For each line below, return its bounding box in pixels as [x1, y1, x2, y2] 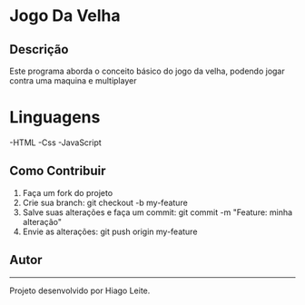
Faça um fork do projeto [22, 187, 113, 198]
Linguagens [9, 107, 101, 128]
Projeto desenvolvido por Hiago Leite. [9, 285, 151, 296]
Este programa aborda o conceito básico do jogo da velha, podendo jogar [9, 65, 285, 76]
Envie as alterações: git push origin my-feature [22, 226, 198, 237]
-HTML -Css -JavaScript [9, 137, 102, 148]
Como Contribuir [9, 163, 106, 179]
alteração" [22, 216, 62, 227]
